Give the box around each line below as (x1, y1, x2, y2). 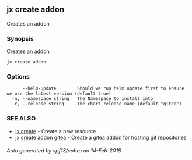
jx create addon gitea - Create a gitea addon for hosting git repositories (15, 134, 187, 141)
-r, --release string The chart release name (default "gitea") (12, 101, 182, 107)
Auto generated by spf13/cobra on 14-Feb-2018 (6, 147, 121, 154)
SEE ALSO (6, 115, 36, 123)
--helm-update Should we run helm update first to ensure (22, 86, 184, 92)
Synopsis (6, 34, 34, 42)
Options (6, 73, 30, 81)
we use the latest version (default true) (6, 91, 111, 97)
